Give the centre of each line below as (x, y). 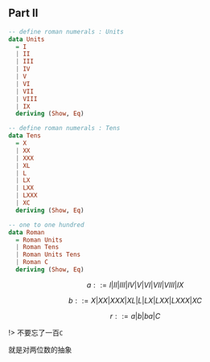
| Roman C (32, 262)
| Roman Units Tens (48, 255)
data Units (27, 39)
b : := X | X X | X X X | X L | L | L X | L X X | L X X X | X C (135, 300)
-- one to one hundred (46, 225)
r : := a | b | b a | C (135, 315)
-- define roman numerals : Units (66, 31)
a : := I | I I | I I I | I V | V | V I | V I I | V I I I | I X (135, 285)
